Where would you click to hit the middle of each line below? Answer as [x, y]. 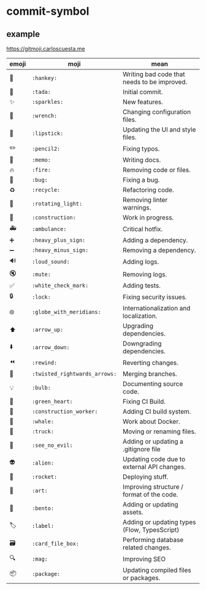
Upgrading [138, 326]
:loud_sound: [51, 262]
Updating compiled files [157, 570]
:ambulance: [49, 229]
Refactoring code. [148, 190]
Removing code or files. [157, 170]
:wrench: [44, 116]
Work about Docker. [151, 421]
